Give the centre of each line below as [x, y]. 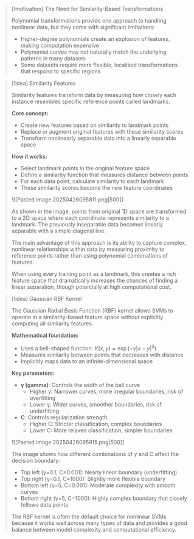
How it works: [29, 156]
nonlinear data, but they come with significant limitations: [83, 27]
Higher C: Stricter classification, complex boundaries [96, 424]
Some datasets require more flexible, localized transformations [99, 65]
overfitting [43, 398]
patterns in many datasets [53, 58]
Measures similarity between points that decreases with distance [102, 355]
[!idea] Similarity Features [44, 83]
